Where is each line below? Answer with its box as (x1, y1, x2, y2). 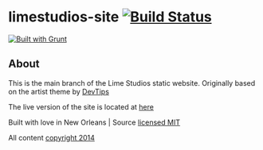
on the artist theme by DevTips (8, 87, 110, 96)
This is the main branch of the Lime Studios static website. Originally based (8, 78, 256, 87)
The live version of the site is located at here (8, 102, 154, 111)
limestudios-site (8, 8, 120, 26)
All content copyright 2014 (8, 133, 96, 142)
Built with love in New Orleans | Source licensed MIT (8, 117, 181, 127)
